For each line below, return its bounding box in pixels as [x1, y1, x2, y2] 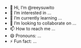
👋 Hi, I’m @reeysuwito [9, 5, 54, 10]
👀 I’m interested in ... [9, 10, 52, 16]
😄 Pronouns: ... [9, 33, 42, 39]
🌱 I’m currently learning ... [9, 15, 62, 21]
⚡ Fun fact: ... [9, 38, 37, 44]
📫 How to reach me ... [9, 26, 55, 31]
